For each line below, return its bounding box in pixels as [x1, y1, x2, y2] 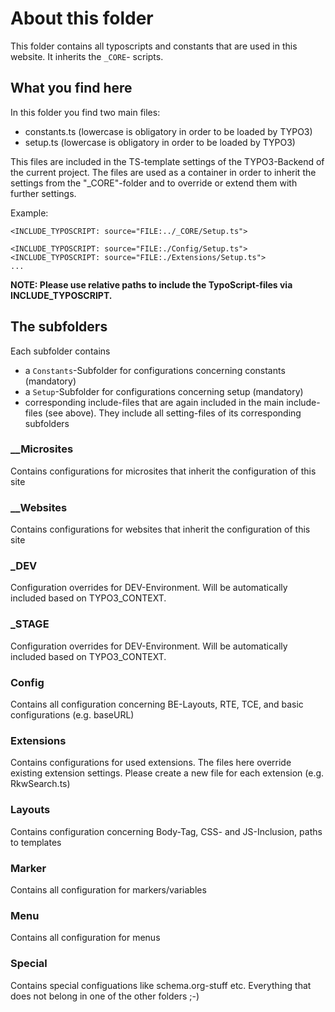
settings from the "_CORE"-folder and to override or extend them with [10, 177, 298, 189]
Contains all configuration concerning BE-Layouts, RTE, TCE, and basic [10, 698, 304, 711]
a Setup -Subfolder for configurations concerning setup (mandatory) [24, 385, 304, 397]
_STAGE [10, 617, 50, 631]
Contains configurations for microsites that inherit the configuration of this [10, 465, 317, 477]
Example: [10, 207, 49, 219]
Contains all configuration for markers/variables [10, 883, 207, 896]
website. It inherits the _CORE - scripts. [10, 50, 164, 62]
